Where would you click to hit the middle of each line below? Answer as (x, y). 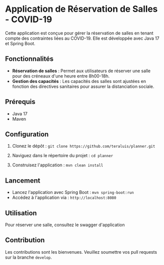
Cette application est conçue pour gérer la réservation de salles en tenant (79, 33)
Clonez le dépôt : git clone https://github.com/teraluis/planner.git (84, 146)
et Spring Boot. (20, 43)
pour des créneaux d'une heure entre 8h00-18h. (61, 76)
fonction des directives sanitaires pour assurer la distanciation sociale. (83, 86)
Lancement (23, 180)
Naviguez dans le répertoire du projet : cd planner (63, 156)
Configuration (27, 134)
